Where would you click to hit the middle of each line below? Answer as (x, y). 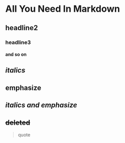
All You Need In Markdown (63, 9)
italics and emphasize (41, 105)
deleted (18, 122)
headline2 (22, 28)
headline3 (18, 42)
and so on (16, 55)
